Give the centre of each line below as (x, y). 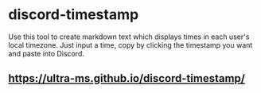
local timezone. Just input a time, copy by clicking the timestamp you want (130, 45)
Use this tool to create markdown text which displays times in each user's (129, 37)
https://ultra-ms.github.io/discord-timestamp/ (127, 78)
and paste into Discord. (47, 53)
